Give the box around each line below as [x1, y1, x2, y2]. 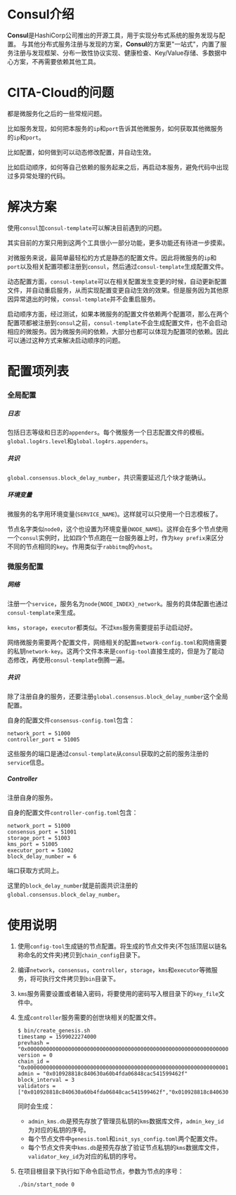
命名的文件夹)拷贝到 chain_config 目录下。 [23, 950, 144, 959]
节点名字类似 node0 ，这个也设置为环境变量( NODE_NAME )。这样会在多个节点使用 [7, 525, 228, 533]
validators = [17, 1082, 56, 1089]
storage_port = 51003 [7, 834, 71, 841]
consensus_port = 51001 [7, 828, 77, 836]
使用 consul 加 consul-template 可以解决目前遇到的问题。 [7, 223, 166, 232]
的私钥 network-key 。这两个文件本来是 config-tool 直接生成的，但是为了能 [7, 646, 218, 655]
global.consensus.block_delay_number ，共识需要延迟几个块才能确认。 [7, 473, 210, 482]
